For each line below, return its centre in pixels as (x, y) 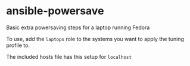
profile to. (18, 45)
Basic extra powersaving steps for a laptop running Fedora (78, 27)
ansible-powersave (55, 11)
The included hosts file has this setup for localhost (69, 56)
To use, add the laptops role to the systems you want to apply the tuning (95, 39)
